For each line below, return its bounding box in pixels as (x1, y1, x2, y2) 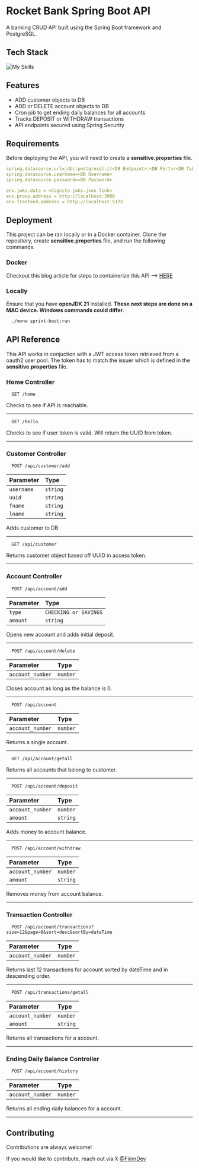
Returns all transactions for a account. (6, 1034, 99, 1041)
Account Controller (6, 572, 63, 581)
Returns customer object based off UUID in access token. (6, 552, 147, 559)
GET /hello (11, 419, 38, 425)
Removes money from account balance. (6, 890, 104, 897)
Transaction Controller (6, 911, 73, 919)
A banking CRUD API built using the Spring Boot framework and (6, 24, 162, 31)
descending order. (6, 972, 51, 979)
